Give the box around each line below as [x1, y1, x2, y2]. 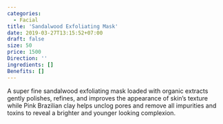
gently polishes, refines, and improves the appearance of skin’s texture [7, 94, 209, 102]
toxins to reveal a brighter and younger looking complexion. [7, 108, 176, 117]
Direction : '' [7, 55, 48, 62]
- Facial [13, 17, 39, 23]
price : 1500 [7, 49, 41, 56]
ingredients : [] [7, 61, 54, 68]
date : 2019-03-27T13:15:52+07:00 [7, 29, 103, 37]
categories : [7, 10, 41, 17]
